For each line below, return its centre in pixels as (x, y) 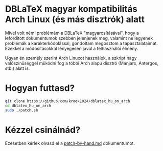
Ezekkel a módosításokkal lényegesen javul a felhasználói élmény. (72, 48)
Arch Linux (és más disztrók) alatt (75, 19)
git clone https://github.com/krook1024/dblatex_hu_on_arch (68, 101)
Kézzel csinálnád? (43, 130)
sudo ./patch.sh (22, 110)
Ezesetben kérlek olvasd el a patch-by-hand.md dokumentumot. (70, 143)
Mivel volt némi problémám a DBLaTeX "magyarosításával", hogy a (72, 33)
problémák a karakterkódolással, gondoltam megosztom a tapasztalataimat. (81, 43)
